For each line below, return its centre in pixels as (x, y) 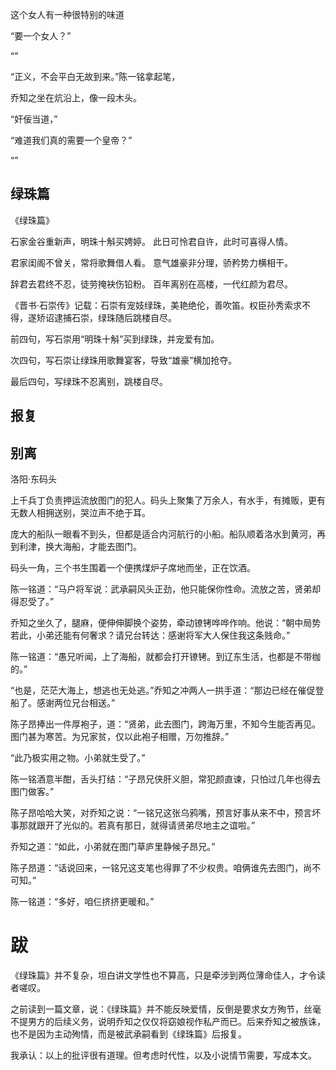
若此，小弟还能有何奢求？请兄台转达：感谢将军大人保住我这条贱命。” (150, 635)
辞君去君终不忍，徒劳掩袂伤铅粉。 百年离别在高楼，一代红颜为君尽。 (151, 284)
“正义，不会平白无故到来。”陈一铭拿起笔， (95, 76)
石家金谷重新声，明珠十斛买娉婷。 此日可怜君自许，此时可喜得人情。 (151, 241)
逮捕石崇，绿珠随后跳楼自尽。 (115, 317)
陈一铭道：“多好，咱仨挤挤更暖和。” (82, 902)
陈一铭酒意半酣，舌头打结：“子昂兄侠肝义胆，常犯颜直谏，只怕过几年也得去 (166, 779)
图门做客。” (32, 792)
